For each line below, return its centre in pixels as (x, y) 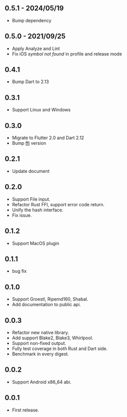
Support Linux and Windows (41, 110)
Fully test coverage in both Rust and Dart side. (60, 348)
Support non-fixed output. (39, 343)
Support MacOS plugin (36, 243)
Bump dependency (32, 20)
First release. (25, 410)
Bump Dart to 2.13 (30, 82)
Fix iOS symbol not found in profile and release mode (67, 54)
